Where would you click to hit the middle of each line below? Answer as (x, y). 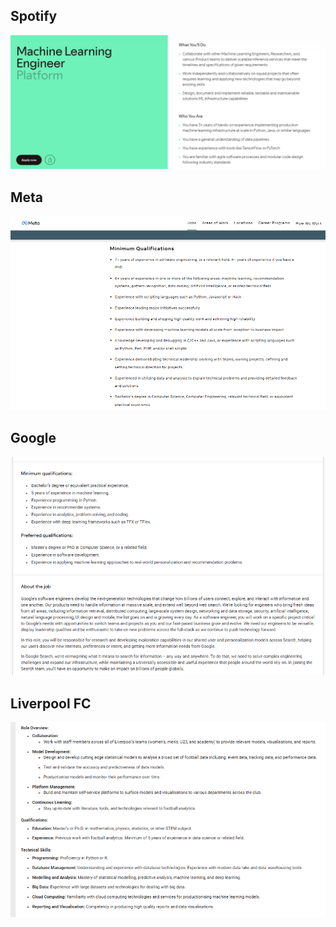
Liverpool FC (51, 703)
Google (33, 438)
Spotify (34, 16)
